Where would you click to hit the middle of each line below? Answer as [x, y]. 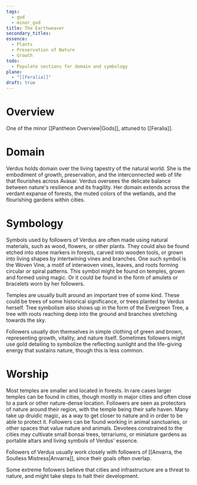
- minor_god [26, 22]
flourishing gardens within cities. [46, 199]
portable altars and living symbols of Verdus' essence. [72, 440]
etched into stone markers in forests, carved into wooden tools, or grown [95, 252]
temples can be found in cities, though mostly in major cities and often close [99, 397]
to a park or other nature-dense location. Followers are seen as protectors [96, 403]
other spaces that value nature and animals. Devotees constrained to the [94, 428]
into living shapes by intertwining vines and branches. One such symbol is [96, 258]
